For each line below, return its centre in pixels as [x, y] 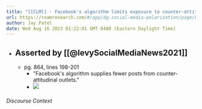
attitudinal [45, 80]
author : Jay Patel [29, 23]
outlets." [69, 80]
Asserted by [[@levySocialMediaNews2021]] [101, 52]
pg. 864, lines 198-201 [51, 67]
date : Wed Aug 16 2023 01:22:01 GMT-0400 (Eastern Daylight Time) [91, 28]
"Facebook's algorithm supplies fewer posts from [94, 74]
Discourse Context [29, 101]
